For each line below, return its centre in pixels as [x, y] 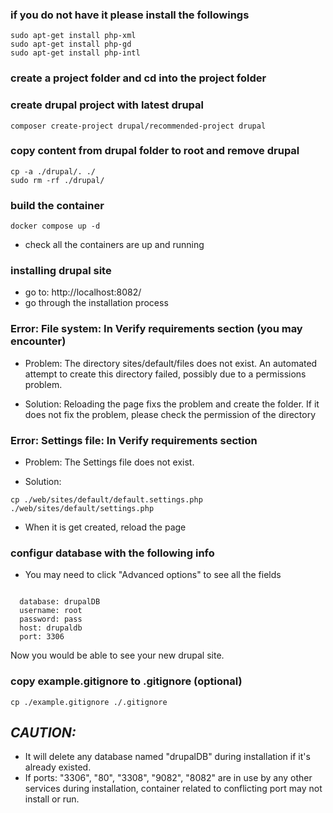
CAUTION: [43, 732]
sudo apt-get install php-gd [71, 44]
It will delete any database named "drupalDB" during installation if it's [167, 757]
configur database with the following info [112, 553]
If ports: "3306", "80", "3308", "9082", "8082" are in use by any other [168, 778]
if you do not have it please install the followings [130, 15]
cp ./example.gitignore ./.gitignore [89, 702]
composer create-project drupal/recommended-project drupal [138, 126]
